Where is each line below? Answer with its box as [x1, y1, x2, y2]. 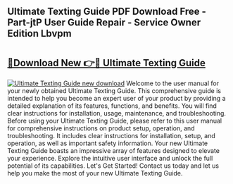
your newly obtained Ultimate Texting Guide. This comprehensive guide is [7, 87, 222, 94]
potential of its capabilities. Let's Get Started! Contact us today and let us [7, 161, 220, 170]
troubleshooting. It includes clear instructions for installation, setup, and [7, 132, 216, 140]
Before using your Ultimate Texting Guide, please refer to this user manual [7, 116, 222, 125]
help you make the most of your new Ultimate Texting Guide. [7, 169, 183, 177]
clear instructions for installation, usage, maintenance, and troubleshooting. [7, 109, 227, 117]
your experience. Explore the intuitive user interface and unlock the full [7, 154, 213, 162]
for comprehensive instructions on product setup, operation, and [7, 124, 195, 133]
